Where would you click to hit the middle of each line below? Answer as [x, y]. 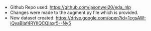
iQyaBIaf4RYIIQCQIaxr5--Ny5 [40, 23]
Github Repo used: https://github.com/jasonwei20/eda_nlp [70, 7]
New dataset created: [32, 18]
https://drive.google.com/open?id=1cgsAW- [101, 18]
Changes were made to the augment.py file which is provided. [74, 12]
